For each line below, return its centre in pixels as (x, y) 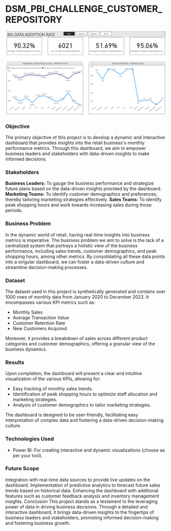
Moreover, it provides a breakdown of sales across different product (77, 338)
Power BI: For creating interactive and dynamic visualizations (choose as (89, 450)
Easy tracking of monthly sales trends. (53, 389)
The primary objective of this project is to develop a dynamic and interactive (85, 138)
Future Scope (22, 468)
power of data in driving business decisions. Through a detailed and (77, 507)
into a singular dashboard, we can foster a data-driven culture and (75, 262)
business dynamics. (26, 349)
